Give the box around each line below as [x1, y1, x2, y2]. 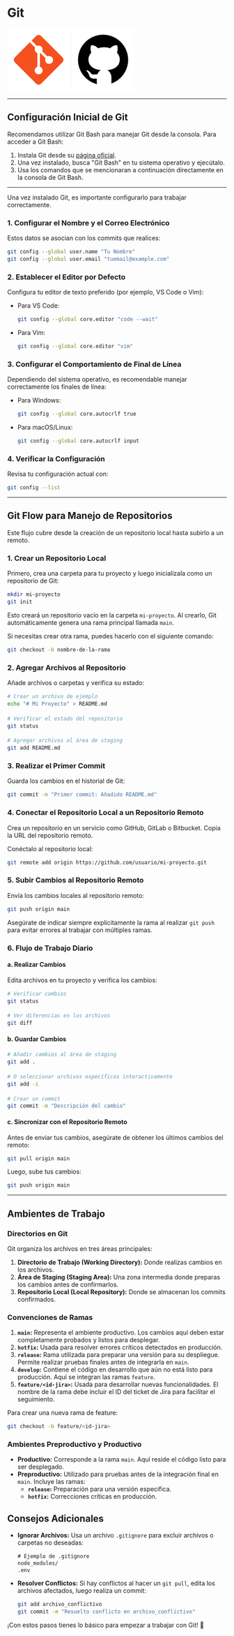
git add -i [7, 1080, 39, 1088]
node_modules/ [17, 1560, 58, 1567]
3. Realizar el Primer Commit [7, 761, 106, 771]
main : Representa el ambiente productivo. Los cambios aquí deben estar [17, 1328, 225, 1337]
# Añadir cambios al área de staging [7, 1051, 117, 1058]
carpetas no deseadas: [17, 1538, 84, 1547]
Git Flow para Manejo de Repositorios [7, 510, 173, 522]
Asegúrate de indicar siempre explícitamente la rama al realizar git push [7, 918, 214, 926]
